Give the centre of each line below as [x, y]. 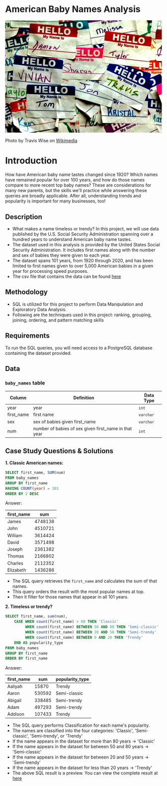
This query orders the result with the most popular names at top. [78, 591]
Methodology [27, 292]
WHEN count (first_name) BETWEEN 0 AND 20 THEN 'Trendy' [84, 637]
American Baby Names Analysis [73, 9]
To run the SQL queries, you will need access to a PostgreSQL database [79, 348]
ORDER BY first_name [27, 659]
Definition [84, 398]
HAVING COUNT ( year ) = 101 [32, 488]
